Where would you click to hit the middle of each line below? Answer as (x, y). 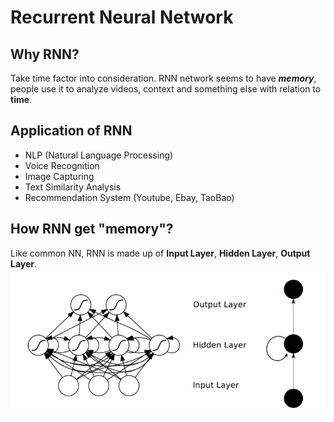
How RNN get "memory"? (92, 229)
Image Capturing (59, 176)
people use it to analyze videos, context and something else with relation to (166, 89)
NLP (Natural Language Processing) (99, 155)
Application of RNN (71, 131)
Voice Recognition (62, 165)
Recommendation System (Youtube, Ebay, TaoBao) (129, 197)
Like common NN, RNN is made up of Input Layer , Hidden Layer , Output (160, 253)
